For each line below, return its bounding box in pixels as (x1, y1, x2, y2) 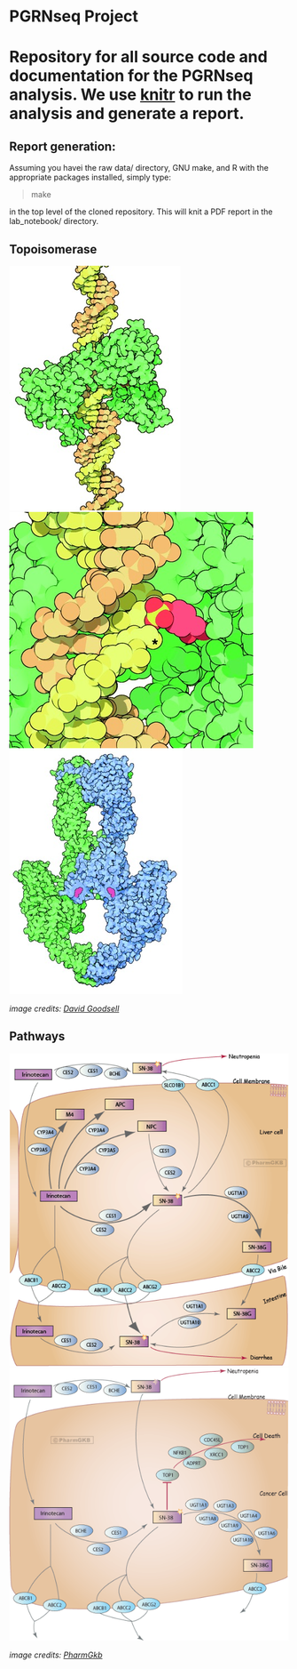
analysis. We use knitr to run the (9, 84, 252, 105)
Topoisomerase (9, 242, 98, 257)
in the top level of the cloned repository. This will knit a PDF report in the (9, 206, 273, 217)
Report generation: (9, 139, 116, 154)
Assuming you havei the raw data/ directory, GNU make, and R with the (9, 163, 269, 173)
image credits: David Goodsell (9, 1003, 120, 1014)
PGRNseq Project (9, 6, 139, 27)
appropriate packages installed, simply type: (9, 172, 171, 183)
